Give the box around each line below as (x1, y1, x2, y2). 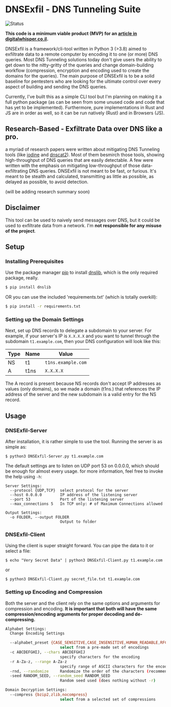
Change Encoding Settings (10, 631, 65, 636)
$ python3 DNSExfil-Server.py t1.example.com (5, 453, 103, 459)
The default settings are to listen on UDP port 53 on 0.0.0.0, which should (5, 462, 159, 469)
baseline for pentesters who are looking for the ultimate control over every (5, 78, 161, 84)
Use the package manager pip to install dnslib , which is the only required (5, 270, 158, 276)
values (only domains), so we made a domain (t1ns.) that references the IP (5, 386, 161, 392)
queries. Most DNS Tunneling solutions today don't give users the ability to (5, 56, 162, 62)
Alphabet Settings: (5, 626, 47, 631)
